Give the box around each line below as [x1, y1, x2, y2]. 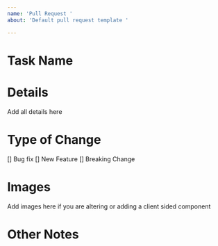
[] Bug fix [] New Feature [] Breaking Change [7, 154, 135, 163]
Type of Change [7, 131, 101, 147]
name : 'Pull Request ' [7, 10, 73, 17]
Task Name [7, 53, 74, 68]
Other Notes [7, 227, 79, 242]
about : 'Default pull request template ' [7, 17, 129, 24]
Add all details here [7, 107, 62, 115]
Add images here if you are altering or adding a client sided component [7, 202, 211, 211]
